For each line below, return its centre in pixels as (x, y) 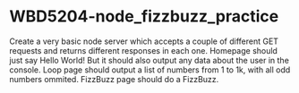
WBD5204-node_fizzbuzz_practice (144, 17)
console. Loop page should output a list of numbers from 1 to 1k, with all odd (150, 70)
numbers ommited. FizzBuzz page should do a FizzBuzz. (114, 79)
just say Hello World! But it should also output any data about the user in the (149, 60)
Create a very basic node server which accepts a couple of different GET (144, 41)
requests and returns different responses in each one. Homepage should (143, 50)
